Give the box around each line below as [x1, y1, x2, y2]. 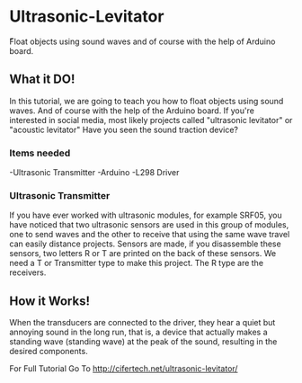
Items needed [9, 147, 71, 159]
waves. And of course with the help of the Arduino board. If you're [9, 105, 254, 116]
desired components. [9, 346, 88, 357]
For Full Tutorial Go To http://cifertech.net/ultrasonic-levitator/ [9, 363, 238, 374]
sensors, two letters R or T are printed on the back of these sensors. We [9, 248, 277, 259]
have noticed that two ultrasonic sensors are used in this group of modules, [9, 219, 289, 230]
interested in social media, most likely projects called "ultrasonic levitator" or [9, 114, 293, 125]
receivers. [9, 267, 47, 278]
